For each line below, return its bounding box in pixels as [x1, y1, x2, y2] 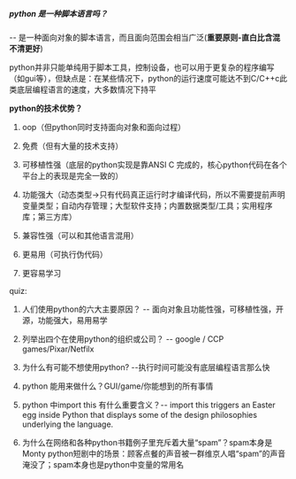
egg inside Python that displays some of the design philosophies [21, 409, 258, 420]
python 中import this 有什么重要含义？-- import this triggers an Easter [21, 399, 276, 410]
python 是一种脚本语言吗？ [9, 8, 108, 19]
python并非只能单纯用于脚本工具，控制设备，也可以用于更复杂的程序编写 [9, 62, 275, 73]
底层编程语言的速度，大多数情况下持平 [16, 84, 156, 95]
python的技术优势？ [9, 103, 83, 113]
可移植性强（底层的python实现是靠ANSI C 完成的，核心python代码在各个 [21, 159, 287, 170]
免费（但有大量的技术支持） [21, 140, 124, 151]
